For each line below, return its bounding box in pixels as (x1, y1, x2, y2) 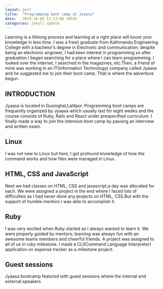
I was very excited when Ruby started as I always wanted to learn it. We (5, 226, 149, 231)
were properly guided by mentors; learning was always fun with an (5, 230, 139, 237)
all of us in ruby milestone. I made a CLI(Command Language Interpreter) (5, 241, 152, 247)
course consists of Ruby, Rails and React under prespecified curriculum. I (5, 113, 152, 119)
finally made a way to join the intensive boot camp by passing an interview (5, 118, 154, 124)
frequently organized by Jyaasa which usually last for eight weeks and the (5, 108, 154, 114)
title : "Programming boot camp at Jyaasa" (5, 12, 95, 17)
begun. (5, 76, 19, 82)
